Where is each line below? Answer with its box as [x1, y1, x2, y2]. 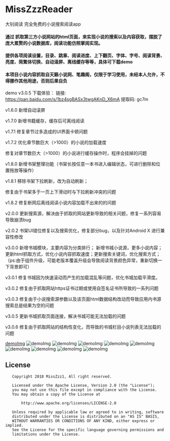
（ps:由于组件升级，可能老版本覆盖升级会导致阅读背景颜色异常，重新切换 [5, 257, 158, 263]
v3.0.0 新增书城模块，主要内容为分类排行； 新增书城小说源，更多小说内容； [5, 245, 163, 251]
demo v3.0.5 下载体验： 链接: [5, 90, 66, 96]
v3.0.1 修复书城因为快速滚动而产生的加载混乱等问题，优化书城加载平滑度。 [5, 275, 160, 281]
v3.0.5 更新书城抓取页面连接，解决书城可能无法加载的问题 [5, 313, 126, 319]
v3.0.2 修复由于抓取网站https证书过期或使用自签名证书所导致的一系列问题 [5, 285, 159, 291]
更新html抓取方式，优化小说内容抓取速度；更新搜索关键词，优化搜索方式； [5, 251, 161, 257]
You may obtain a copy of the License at [12, 392, 101, 397]
